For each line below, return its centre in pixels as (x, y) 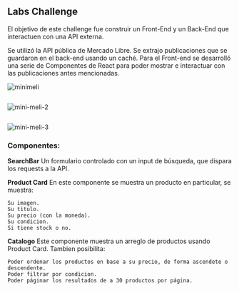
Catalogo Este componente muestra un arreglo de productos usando (109, 241)
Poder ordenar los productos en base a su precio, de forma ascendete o (118, 262)
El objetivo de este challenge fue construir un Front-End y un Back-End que (118, 29)
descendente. (27, 268)
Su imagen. (24, 203)
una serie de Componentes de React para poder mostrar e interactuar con (116, 65)
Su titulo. (24, 210)
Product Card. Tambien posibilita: (56, 249)
